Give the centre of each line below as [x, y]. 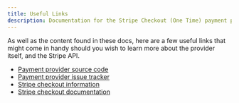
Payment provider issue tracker [64, 77]
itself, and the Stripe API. [44, 55]
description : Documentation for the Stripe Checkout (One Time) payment [117, 20]
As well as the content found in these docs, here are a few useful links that [117, 40]
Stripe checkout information [58, 84]
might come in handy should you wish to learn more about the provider [111, 48]
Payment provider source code [63, 69]
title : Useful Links [38, 14]
